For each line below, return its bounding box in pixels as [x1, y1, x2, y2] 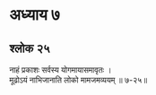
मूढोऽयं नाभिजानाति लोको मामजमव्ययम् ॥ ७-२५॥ [9, 74, 148, 85]
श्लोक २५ [9, 40, 51, 56]
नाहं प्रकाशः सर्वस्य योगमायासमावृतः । [9, 65, 112, 75]
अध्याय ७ [9, 4, 61, 25]
